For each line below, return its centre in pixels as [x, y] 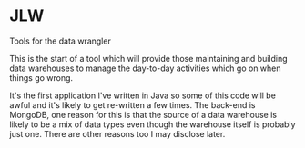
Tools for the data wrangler [60, 41]
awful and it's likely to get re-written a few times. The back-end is [132, 104]
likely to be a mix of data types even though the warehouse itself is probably [152, 124]
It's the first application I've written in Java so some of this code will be [142, 95]
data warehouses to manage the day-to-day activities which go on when [145, 68]
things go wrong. [41, 77]
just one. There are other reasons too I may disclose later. [117, 133]
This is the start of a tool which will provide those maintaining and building [149, 58]
